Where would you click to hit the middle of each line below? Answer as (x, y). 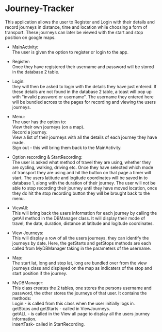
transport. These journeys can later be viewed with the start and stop (74, 32)
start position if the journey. (40, 273)
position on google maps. (30, 37)
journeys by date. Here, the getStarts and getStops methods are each (81, 243)
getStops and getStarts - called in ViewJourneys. (61, 308)
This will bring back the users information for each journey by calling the (84, 213)
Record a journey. (30, 132)
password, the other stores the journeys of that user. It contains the (79, 293)
